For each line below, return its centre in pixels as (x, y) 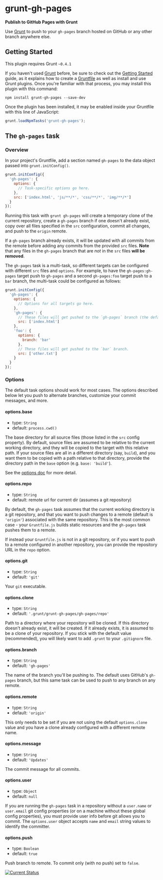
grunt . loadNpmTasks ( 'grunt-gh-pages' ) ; (45, 121)
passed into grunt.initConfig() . (38, 166)
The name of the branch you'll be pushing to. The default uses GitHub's (77, 675)
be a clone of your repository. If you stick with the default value (68, 633)
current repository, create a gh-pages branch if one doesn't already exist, (78, 221)
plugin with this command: (32, 89)
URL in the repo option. (28, 549)
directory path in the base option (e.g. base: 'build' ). (58, 463)
